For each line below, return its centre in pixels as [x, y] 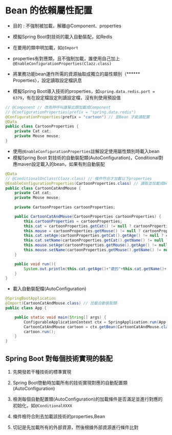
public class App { [26, 308]
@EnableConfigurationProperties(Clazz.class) [62, 64]
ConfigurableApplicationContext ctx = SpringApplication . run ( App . [96, 322]
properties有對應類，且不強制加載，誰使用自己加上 [66, 58]
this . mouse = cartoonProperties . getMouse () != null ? [82, 231]
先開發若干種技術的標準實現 [42, 372]
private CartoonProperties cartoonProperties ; [65, 207]
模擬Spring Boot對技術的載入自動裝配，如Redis [62, 36]
